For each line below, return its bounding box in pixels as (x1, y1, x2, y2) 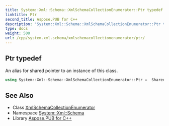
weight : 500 (5, 31, 30, 36)
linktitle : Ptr (5, 12, 37, 17)
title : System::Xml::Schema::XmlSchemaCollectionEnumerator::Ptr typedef (5, 7, 163, 13)
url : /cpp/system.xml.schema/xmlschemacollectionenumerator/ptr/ (5, 36, 145, 41)
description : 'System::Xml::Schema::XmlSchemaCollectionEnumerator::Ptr (5, 21, 161, 27)
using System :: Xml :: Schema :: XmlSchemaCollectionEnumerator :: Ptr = (5, 77, 147, 82)
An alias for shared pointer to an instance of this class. (5, 68, 118, 74)
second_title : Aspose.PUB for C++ (5, 17, 78, 22)
